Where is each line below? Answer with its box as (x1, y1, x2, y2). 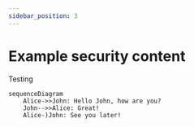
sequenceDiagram (8, 90, 63, 98)
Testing (8, 74, 34, 84)
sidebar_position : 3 (8, 11, 79, 20)
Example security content (8, 46, 186, 65)
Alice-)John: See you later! (23, 111, 122, 119)
